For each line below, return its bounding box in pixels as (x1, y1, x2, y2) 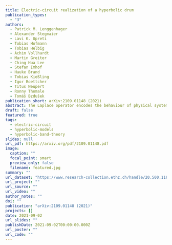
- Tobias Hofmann (10, 41, 47, 46)
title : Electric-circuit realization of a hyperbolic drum (5, 7, 134, 13)
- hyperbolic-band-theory (10, 131, 66, 137)
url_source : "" (5, 184, 38, 190)
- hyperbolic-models (10, 127, 54, 132)
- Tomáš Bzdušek (10, 93, 45, 99)
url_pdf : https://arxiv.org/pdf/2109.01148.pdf (5, 141, 109, 146)
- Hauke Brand (10, 70, 40, 75)
